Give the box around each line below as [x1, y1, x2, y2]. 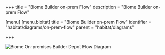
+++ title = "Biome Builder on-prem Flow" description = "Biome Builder [5, 4, 152, 10]
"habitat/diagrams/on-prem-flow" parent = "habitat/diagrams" [5, 24, 134, 30]
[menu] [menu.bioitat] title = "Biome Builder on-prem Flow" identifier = [5, 19, 152, 25]
